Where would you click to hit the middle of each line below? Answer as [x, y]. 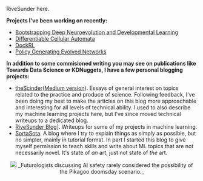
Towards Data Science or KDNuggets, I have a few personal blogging [95, 70]
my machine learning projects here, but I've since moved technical [98, 114]
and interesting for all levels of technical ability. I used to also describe [103, 108]
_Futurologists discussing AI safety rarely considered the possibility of [105, 165]
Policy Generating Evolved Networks [61, 52]
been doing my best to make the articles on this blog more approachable [106, 101]
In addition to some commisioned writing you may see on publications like [101, 63]
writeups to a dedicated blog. [52, 120]
